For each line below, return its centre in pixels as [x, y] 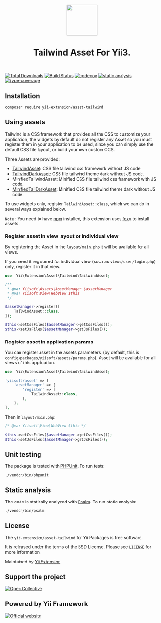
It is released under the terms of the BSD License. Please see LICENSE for [78, 547]
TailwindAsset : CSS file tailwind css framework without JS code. [77, 168]
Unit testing [23, 454]
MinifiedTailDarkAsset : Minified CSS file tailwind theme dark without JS [84, 189]
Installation [22, 96]
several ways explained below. [36, 209]
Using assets [25, 122]
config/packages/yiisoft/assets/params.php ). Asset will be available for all [80, 357]
